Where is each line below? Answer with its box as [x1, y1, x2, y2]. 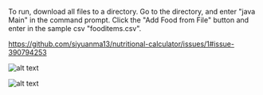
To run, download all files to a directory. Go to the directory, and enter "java [8, 7, 256, 16]
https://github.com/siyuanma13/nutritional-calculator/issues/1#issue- [8, 39, 235, 49]
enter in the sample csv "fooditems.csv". [8, 24, 142, 33]
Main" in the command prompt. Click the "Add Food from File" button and [8, 15, 249, 25]
